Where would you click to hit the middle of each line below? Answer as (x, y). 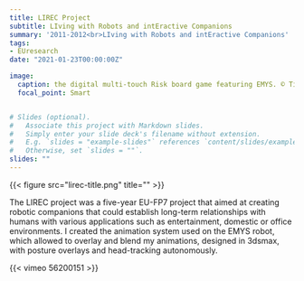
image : (22, 76)
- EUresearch (34, 52)
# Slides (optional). (50, 117)
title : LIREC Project (50, 18)
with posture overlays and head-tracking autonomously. (114, 250)
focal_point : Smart (54, 93)
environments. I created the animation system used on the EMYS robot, (142, 230)
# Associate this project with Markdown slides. (107, 126)
